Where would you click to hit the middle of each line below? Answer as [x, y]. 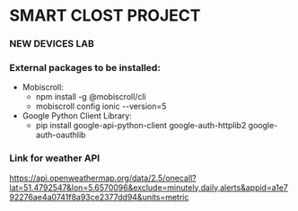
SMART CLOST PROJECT [105, 16]
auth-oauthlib [61, 135]
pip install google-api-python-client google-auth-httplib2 [141, 126]
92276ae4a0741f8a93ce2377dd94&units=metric [99, 197]
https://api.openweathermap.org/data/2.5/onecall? [103, 178]
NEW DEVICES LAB [52, 44]
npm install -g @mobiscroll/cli [91, 97]
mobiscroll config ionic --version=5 [101, 106]
